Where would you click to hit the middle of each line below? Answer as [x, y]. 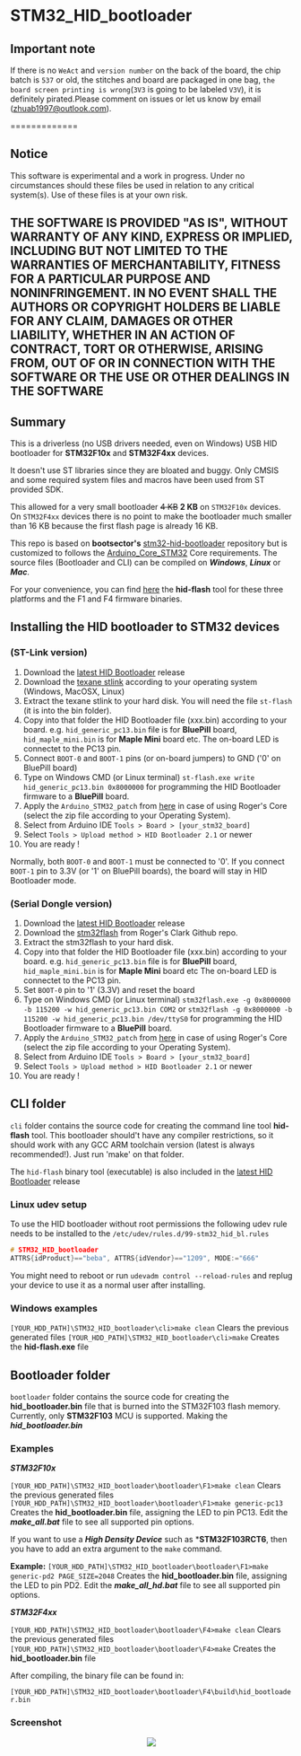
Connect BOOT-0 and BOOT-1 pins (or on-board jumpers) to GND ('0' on [152, 758]
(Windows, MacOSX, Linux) [74, 691]
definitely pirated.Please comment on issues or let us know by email [136, 99]
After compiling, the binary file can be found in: [97, 1676]
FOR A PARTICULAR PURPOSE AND [111, 279]
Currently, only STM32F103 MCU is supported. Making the [119, 1416]
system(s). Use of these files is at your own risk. [99, 195]
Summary [38, 421]
